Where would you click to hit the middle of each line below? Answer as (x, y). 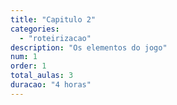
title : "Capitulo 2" (53, 19)
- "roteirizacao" (55, 38)
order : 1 (28, 66)
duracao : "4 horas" (51, 85)
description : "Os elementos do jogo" (89, 47)
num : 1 (24, 57)
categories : (35, 29)
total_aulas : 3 (42, 76)
